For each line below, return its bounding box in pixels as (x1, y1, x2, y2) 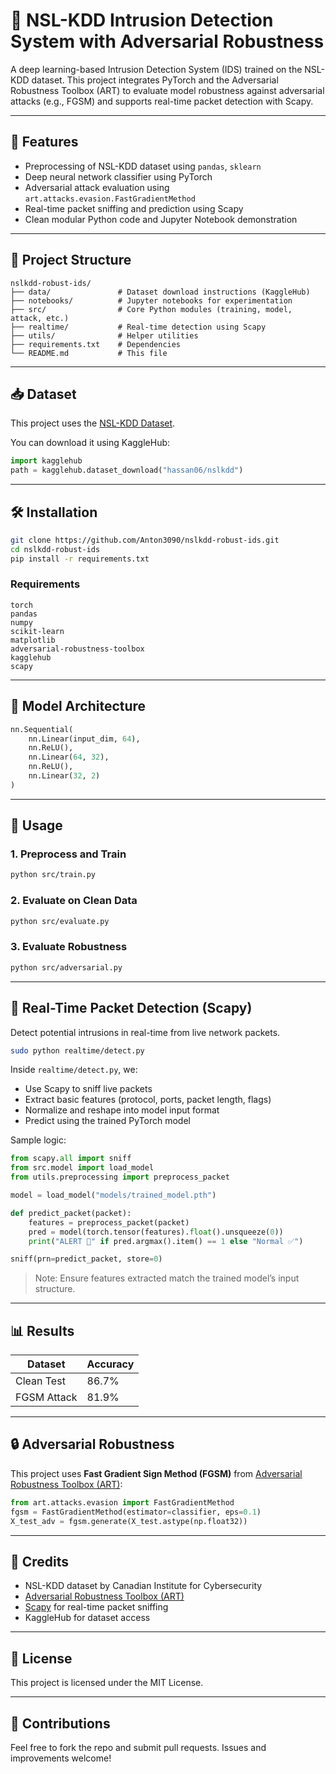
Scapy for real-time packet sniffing (24, 1601, 169, 1613)
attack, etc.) (10, 313, 70, 323)
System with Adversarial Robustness (10, 30, 325, 53)
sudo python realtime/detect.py (10, 1045, 145, 1056)
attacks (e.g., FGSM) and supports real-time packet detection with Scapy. (10, 95, 314, 107)
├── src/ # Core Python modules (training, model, (10, 304, 293, 314)
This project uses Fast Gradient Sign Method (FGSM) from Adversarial (10, 1467, 303, 1479)
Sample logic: (10, 1134, 67, 1146)
